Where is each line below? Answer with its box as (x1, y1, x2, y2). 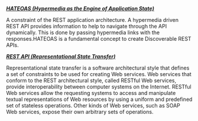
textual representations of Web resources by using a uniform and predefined (6, 96, 193, 103)
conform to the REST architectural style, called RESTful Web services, (6, 77, 177, 84)
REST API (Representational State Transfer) (6, 53, 116, 60)
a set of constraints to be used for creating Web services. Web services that (6, 71, 192, 77)
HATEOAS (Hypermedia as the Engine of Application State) (6, 5, 155, 12)
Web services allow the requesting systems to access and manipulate (6, 90, 176, 96)
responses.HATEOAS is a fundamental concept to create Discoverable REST (6, 35, 191, 42)
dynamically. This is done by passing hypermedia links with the (6, 29, 160, 36)
